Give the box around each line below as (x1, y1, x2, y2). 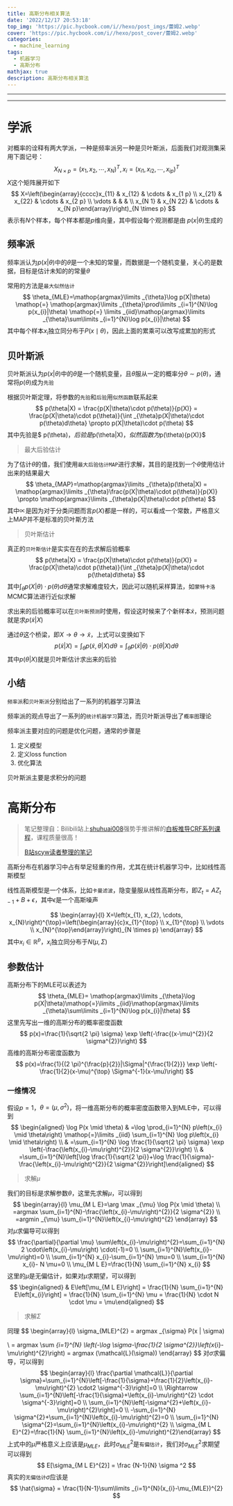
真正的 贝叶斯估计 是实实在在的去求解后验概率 (7, 545, 130, 553)
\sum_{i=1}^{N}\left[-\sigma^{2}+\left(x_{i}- (88, 1399, 212, 1407)
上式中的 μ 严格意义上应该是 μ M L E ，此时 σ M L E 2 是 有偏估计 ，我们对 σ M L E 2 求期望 (7, 1439, 221, 1450)
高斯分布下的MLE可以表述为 (7, 980, 87, 989)
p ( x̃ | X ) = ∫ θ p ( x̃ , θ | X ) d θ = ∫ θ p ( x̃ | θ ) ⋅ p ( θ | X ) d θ (54, 641, 179, 652)
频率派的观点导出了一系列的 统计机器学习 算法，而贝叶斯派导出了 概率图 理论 (7, 711, 212, 720)
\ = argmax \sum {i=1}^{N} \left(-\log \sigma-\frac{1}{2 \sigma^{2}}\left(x (7, 1341, 215, 1349)
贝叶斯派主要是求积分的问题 (7, 773, 87, 781)
